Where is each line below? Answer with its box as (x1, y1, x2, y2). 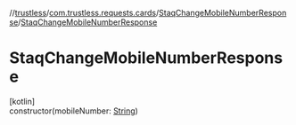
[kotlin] (9, 96, 36, 106)
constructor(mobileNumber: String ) (9, 105, 138, 116)
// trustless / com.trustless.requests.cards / (9, 8, 160, 18)
